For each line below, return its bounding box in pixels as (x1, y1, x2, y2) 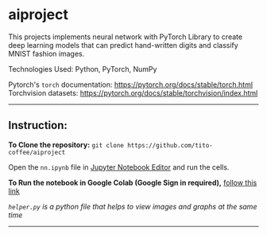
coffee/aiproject (8, 148, 66, 156)
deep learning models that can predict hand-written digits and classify (8, 40, 238, 49)
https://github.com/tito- (126, 141, 213, 149)
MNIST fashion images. (8, 49, 85, 58)
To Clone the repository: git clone (8, 139, 125, 149)
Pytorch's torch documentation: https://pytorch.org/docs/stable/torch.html (8, 80, 253, 89)
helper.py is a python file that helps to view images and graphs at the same (8, 202, 257, 211)
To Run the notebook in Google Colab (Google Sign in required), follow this (8, 178, 257, 187)
